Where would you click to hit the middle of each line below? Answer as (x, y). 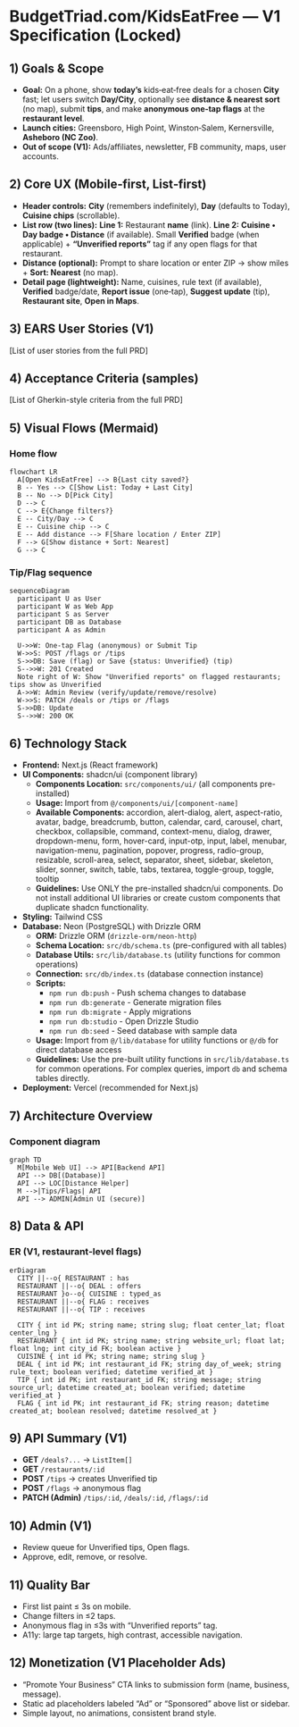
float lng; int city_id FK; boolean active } (95, 1348)
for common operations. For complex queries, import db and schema (161, 1069)
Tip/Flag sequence (51, 573)
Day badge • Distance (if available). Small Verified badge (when (141, 234)
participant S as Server (63, 615)
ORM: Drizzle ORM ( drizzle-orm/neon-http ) (116, 936)
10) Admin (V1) (51, 1526)
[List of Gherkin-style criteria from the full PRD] (96, 400)
